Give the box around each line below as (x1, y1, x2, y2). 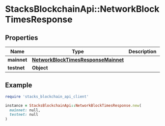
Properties (5, 33, 38, 42)
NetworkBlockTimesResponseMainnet (31, 57, 124, 63)
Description (128, 48, 157, 55)
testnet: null (9, 112, 38, 117)
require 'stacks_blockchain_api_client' (5, 94, 89, 99)
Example (5, 81, 32, 90)
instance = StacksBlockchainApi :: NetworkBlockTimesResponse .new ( (5, 103, 141, 108)
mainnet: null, (9, 107, 41, 113)
